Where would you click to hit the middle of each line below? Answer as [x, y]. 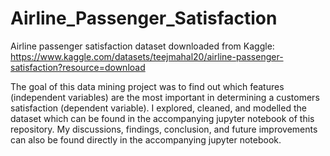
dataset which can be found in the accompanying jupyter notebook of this [162, 118]
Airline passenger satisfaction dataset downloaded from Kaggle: [142, 46]
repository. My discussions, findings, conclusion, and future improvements [164, 129]
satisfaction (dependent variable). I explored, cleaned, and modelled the [158, 108]
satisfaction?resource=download [78, 67]
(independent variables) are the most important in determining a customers [165, 97]
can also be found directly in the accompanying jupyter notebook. [146, 139]
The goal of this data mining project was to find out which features [147, 86]
